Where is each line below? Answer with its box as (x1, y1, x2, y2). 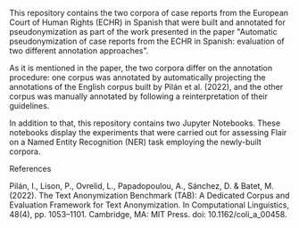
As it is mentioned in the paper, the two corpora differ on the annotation (9, 62, 273, 73)
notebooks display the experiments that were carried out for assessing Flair (9, 127, 287, 137)
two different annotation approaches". (9, 45, 149, 56)
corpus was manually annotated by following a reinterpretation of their (9, 91, 268, 102)
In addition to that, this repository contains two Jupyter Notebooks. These (9, 118, 281, 128)
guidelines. (9, 101, 50, 110)
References (9, 164, 52, 174)
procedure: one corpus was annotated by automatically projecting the (9, 72, 266, 83)
